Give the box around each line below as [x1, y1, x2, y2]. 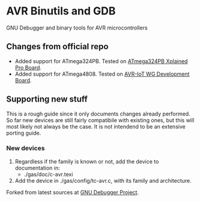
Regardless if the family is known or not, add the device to [14, 158, 159, 165]
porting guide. [6, 129, 41, 136]
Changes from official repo [6, 41, 109, 52]
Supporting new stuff [6, 94, 88, 105]
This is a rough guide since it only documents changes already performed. [6, 110, 190, 117]
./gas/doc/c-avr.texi [23, 170, 73, 178]
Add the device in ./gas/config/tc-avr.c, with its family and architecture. [14, 177, 192, 184]
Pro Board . [14, 64, 42, 71]
